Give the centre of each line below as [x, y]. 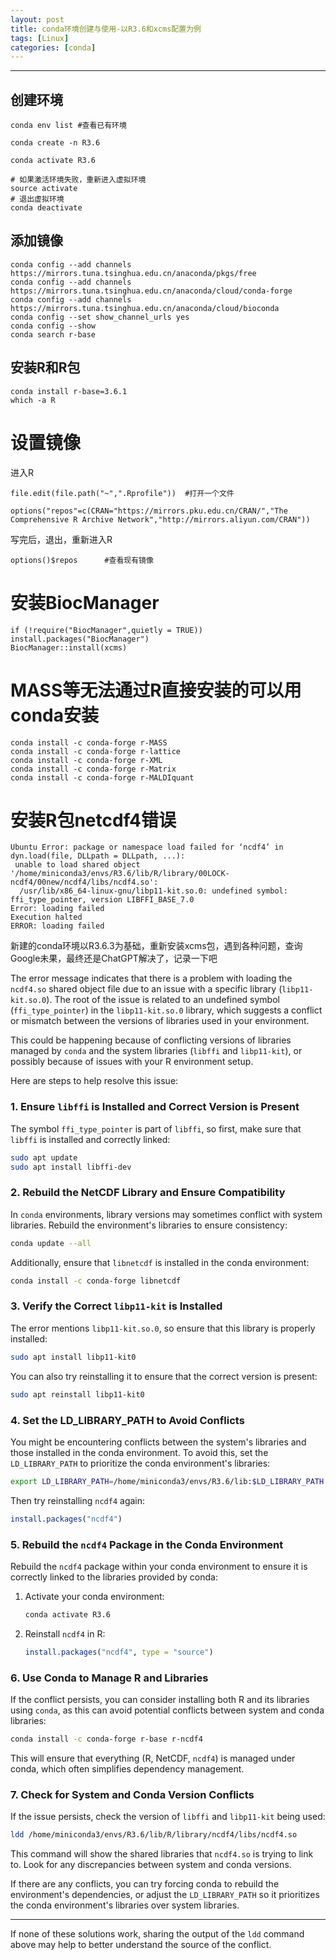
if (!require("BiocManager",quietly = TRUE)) [106, 630]
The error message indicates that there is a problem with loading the [151, 978]
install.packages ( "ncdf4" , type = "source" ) [119, 1652]
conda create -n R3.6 [55, 143]
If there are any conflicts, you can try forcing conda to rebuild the [145, 1884]
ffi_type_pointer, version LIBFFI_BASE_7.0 [102, 900]
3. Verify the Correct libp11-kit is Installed [116, 1306]
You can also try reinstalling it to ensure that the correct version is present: [164, 1376]
